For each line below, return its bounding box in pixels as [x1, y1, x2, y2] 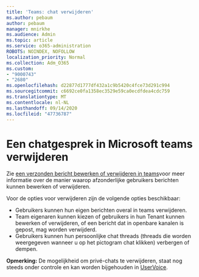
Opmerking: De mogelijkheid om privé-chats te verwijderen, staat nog [6, 257, 183, 265]
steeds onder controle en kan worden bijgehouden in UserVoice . [6, 264, 169, 271]
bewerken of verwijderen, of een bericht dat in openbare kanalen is [15, 220, 184, 227]
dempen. [15, 245, 38, 253]
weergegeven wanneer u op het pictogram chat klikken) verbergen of [15, 239, 190, 247]
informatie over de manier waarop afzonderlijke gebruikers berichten [6, 177, 179, 184]
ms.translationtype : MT [6, 94, 67, 100]
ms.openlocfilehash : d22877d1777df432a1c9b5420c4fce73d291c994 [6, 83, 170, 89]
